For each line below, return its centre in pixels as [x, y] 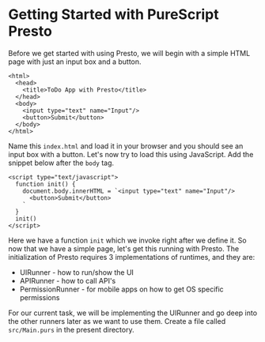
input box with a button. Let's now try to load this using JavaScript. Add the [131, 154]
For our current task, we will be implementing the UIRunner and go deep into [133, 313]
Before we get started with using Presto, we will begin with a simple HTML [129, 53]
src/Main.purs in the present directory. [71, 329]
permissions [40, 297]
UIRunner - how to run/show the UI [77, 272]
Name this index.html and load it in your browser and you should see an [126, 146]
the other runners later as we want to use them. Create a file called [117, 321]
